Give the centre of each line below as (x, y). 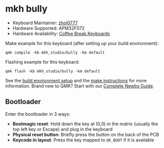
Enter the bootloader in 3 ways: (38, 114)
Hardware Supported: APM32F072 (48, 28)
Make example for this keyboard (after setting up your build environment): (82, 43)
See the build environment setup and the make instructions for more (76, 80)
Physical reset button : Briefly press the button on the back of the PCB (86, 134)
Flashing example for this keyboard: (42, 62)
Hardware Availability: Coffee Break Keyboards (61, 33)
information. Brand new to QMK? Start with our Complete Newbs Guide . (80, 86)
